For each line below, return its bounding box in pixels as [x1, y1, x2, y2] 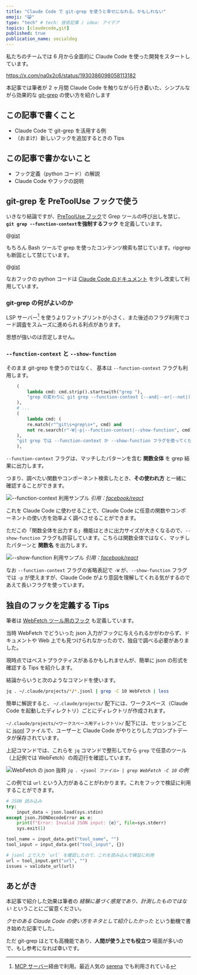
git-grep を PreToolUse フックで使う [6, 197, 139, 207]
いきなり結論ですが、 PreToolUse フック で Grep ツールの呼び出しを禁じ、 [6, 213, 184, 220]
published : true [6, 31, 46, 36]
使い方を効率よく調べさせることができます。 [31, 514, 140, 521]
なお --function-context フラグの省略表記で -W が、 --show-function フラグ [6, 567, 188, 574]
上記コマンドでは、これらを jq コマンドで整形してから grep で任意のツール [6, 747, 187, 754]
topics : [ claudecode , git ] [6, 25, 69, 31]
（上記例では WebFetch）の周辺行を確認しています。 [6, 754, 134, 761]
